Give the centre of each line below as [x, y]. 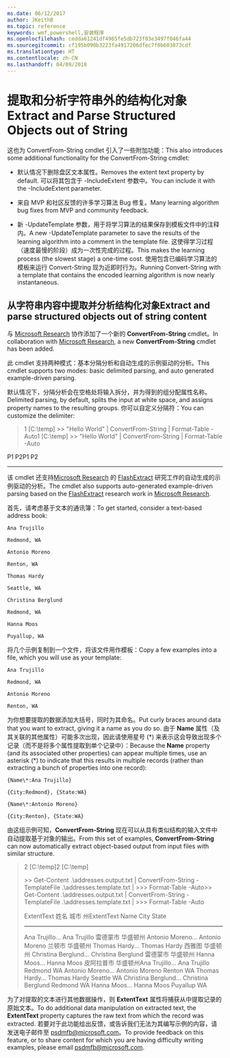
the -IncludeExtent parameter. [59, 188]
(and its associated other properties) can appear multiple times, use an [107, 753]
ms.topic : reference [37, 26]
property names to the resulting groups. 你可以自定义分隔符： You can [105, 408]
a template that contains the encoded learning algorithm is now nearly [116, 274]
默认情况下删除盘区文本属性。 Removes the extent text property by [111, 172]
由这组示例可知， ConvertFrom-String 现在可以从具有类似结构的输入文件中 [112, 830]
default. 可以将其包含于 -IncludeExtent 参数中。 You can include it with [116, 180]
